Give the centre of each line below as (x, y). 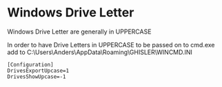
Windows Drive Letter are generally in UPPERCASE (79, 32)
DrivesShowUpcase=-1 (37, 77)
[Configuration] (30, 64)
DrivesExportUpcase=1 (38, 71)
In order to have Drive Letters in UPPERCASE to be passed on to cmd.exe (111, 45)
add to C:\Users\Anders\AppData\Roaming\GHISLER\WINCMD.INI (100, 52)
